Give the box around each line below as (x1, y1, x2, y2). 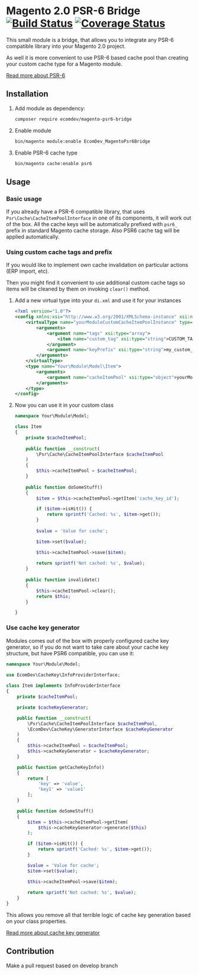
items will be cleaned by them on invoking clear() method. (6, 285, 150, 292)
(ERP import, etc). (6, 268, 49, 275)
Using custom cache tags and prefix (6, 247, 113, 256)
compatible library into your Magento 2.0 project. (6, 43, 126, 50)
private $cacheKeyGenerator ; (17, 704, 89, 710)
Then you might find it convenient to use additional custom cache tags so (6, 279, 185, 287)
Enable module (14, 127, 52, 134)
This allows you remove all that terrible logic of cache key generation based (6, 912, 191, 919)
